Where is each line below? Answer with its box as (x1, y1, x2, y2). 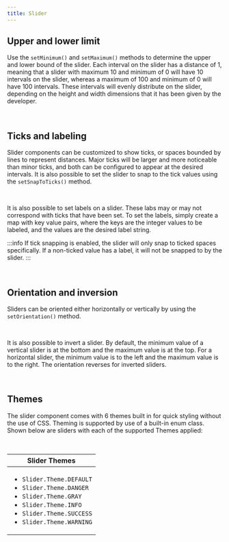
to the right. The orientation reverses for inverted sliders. (7, 361, 167, 369)
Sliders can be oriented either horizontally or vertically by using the (7, 305, 196, 313)
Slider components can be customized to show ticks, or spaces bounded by (7, 149, 221, 157)
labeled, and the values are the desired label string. (7, 226, 152, 234)
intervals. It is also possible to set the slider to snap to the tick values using (7, 170, 218, 179)
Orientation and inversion (7, 287, 118, 298)
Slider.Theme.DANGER (22, 484, 89, 491)
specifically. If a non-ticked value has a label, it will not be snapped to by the (7, 246, 222, 255)
